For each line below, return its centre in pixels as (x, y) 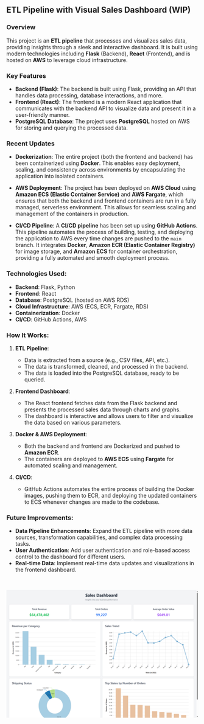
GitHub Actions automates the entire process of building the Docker (109, 489)
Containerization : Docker (47, 313)
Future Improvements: (40, 518)
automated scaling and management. (71, 465)
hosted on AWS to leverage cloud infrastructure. (67, 60)
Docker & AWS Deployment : (51, 434)
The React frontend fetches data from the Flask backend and (101, 403)
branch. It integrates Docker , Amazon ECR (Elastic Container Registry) (105, 245)
